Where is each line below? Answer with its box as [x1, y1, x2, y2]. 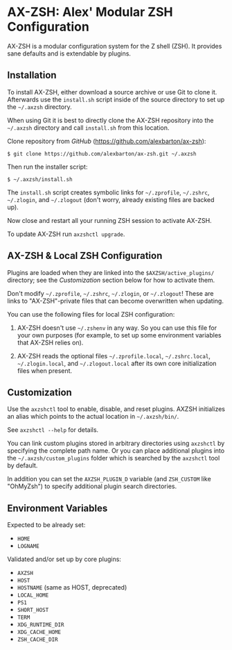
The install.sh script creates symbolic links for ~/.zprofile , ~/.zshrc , [7, 188, 210, 197]
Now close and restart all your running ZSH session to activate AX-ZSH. [7, 216, 213, 224]
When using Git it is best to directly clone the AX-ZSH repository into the [7, 116, 214, 124]
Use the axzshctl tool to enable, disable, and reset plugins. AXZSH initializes [7, 405, 225, 413]
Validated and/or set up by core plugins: [7, 555, 121, 563]
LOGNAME [17, 543, 39, 550]
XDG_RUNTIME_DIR [17, 622, 64, 628]
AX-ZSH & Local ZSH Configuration [7, 250, 163, 262]
